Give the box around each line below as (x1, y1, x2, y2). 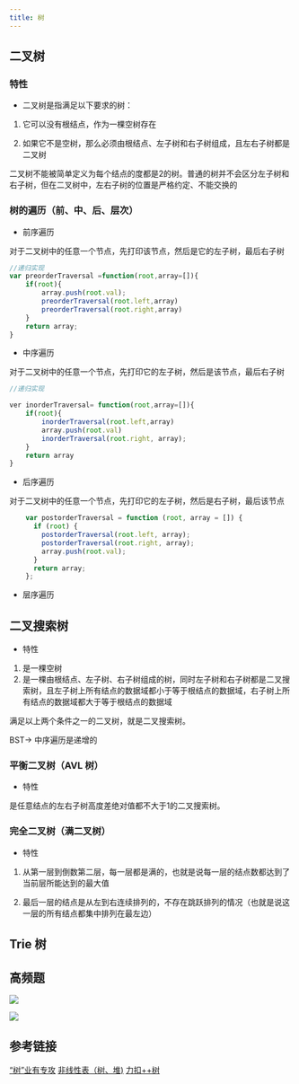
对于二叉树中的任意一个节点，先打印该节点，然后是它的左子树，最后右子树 (9, 245, 285, 256)
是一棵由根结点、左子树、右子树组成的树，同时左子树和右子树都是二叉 (22, 674, 283, 685)
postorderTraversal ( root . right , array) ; (41, 538, 195, 548)
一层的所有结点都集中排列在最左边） (22, 908, 157, 919)
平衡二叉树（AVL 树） (9, 760, 104, 772)
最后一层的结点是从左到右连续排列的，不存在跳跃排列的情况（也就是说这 (22, 896, 290, 907)
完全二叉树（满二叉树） (9, 825, 110, 838)
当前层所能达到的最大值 (22, 877, 110, 888)
